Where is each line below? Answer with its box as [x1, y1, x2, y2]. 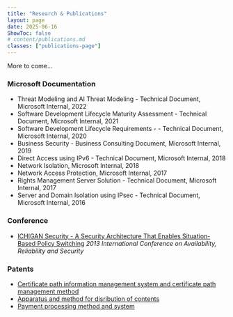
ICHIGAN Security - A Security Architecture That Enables [17, 231, 181, 240]
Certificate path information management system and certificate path [17, 279, 216, 288]
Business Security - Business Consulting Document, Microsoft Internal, [17, 139, 221, 148]
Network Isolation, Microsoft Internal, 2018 [17, 162, 140, 170]
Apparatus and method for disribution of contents [17, 294, 160, 303]
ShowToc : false [7, 29, 51, 37]
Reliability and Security [17, 247, 84, 255]
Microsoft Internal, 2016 [17, 199, 86, 207]
